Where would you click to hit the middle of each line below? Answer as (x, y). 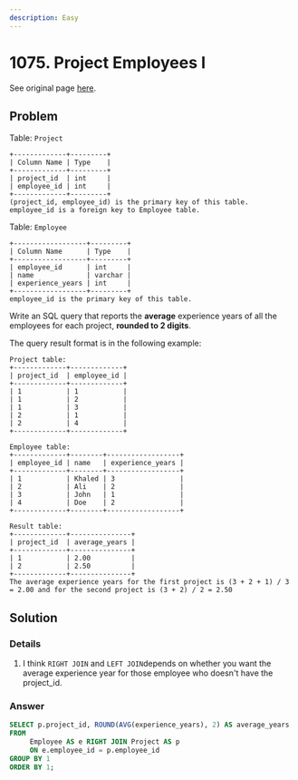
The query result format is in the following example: (106, 343)
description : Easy (44, 18)
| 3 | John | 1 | (96, 495)
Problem (34, 116)
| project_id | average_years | (72, 542)
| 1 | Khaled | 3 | (96, 479)
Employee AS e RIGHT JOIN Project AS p (105, 742)
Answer (27, 706)
